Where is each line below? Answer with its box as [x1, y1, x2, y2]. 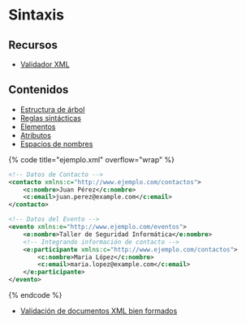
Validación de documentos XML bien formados [19, 306, 178, 316]
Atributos [19, 130, 51, 140]
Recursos [8, 38, 58, 52]
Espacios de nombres [19, 139, 93, 149]
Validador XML [19, 59, 71, 69]
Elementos [19, 122, 56, 131]
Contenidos [8, 83, 69, 97]
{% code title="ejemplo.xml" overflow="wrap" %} [8, 154, 175, 164]
